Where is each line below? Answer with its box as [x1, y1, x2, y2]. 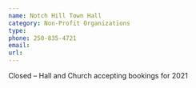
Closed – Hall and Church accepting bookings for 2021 [8, 71, 188, 80]
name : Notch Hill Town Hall [8, 11, 102, 20]
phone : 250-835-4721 [8, 34, 78, 42]
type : [8, 26, 26, 34]
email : [8, 42, 30, 50]
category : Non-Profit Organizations [8, 19, 130, 27]
